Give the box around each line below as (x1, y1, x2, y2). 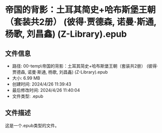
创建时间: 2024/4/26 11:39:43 (12, 81, 72, 87)
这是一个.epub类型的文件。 (5, 122, 59, 128)
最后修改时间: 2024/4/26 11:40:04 (12, 88, 80, 93)
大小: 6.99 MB (12, 75, 40, 81)
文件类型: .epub (12, 93, 44, 99)
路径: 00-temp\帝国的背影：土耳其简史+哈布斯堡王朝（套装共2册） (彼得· (12, 63, 158, 69)
